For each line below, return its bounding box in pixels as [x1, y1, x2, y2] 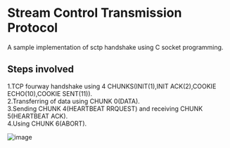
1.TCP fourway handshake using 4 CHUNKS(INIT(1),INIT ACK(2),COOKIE [7, 82, 217, 90]
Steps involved [7, 63, 75, 75]
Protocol [7, 20, 58, 36]
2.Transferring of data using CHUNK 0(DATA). [7, 97, 141, 105]
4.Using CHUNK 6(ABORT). [7, 119, 87, 128]
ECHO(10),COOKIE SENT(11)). [7, 89, 93, 97]
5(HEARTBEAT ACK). [7, 112, 68, 120]
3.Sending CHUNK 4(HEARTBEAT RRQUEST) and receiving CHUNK [7, 104, 203, 113]
